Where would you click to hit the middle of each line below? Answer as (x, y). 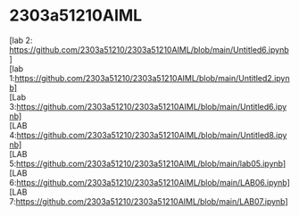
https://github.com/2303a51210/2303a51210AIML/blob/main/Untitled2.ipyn (152, 78)
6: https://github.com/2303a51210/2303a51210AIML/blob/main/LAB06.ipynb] (149, 182)
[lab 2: (21, 40)
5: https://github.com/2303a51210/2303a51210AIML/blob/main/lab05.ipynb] (148, 163)
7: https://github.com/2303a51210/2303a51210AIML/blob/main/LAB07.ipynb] (149, 201)
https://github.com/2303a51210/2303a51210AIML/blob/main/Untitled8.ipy (152, 135)
